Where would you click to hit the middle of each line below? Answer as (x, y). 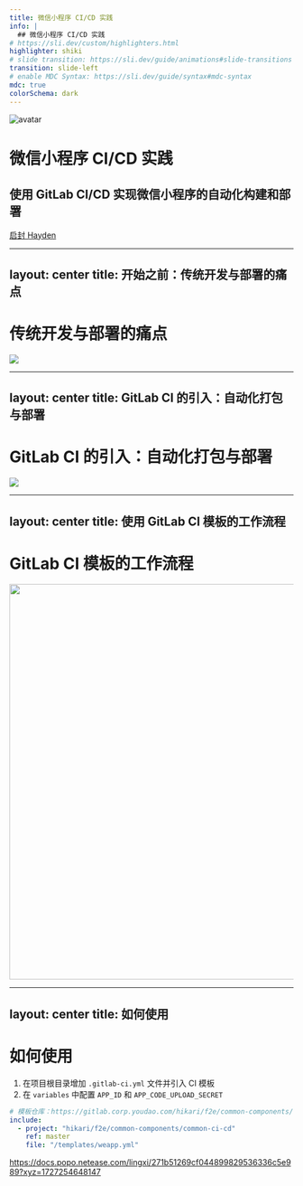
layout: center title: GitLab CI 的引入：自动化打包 (147, 398)
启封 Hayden (33, 235)
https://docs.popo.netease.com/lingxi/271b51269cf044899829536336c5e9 (150, 1162)
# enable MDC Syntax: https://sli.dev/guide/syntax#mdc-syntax (131, 77)
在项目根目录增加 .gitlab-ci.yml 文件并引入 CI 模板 (118, 1083)
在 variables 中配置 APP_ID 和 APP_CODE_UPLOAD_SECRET (123, 1094)
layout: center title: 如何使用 (89, 1014)
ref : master (48, 1137)
